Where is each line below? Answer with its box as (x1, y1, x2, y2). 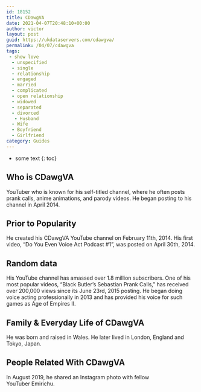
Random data (6, 258, 57, 269)
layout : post (6, 31, 39, 37)
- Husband (14, 115, 39, 121)
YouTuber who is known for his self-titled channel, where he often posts (6, 188, 185, 195)
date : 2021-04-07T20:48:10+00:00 (6, 20, 91, 26)
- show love (8, 54, 39, 60)
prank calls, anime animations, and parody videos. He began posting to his (6, 194, 192, 202)
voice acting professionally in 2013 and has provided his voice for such (6, 294, 183, 301)
